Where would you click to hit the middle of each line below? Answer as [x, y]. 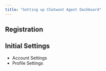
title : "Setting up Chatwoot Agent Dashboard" [53, 10]
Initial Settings [28, 46]
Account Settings [30, 58]
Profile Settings [28, 63]
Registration [24, 30]
